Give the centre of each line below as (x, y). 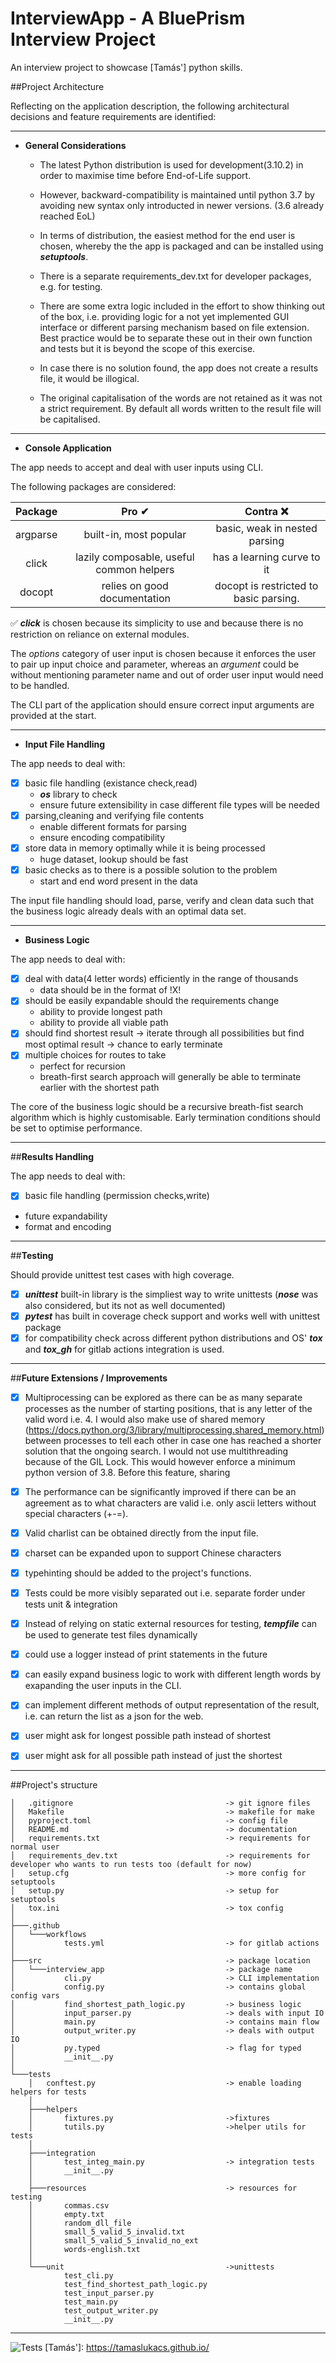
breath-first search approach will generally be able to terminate (170, 1077)
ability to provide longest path (101, 1012)
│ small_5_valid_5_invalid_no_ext (113, 2241)
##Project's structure (54, 1785)
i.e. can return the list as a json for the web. (114, 1716)
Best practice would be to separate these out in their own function (176, 338)
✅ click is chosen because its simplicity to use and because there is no (157, 623)
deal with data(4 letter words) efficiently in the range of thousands (161, 979)
